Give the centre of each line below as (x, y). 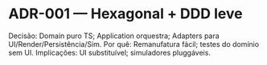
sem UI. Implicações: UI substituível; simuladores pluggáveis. (110, 52)
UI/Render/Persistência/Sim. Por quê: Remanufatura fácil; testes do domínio (134, 44)
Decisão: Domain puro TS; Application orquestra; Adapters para (114, 36)
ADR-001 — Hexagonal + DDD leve (125, 14)
